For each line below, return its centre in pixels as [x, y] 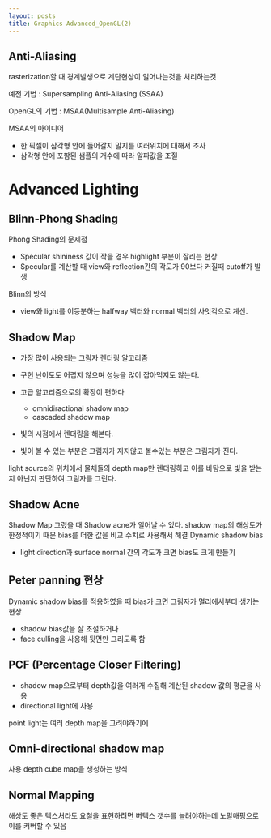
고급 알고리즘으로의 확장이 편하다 [72, 392]
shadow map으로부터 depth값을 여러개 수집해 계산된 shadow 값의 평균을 [136, 685]
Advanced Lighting [74, 189]
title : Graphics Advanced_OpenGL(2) [70, 24]
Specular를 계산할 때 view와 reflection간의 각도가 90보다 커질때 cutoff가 [136, 267]
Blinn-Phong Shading [64, 218]
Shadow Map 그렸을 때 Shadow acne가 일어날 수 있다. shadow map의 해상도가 [135, 524]
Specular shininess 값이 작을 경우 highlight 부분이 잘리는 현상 [119, 257]
